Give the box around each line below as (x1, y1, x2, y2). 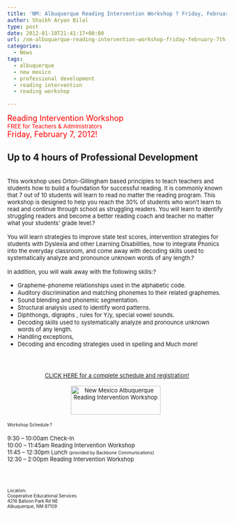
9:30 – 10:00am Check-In (7, 434, 75, 442)
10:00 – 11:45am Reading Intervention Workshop (7, 441, 136, 449)
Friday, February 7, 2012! (7, 130, 98, 139)
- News (13, 50, 33, 56)
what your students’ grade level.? (7, 219, 95, 227)
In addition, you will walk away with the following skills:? (7, 268, 157, 275)
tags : (7, 56, 23, 63)
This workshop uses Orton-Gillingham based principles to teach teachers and (7, 177, 214, 185)
